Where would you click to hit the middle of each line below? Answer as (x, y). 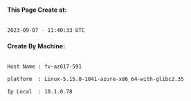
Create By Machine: (36, 46)
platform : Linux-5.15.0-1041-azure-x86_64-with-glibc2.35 (96, 80)
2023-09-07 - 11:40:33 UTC (46, 30)
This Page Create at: (37, 10)
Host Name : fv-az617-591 (44, 67)
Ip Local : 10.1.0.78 (40, 92)
